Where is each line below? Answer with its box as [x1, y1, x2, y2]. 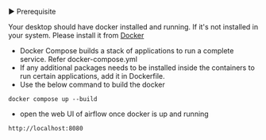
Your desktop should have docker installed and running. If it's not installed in [8, 22, 259, 31]
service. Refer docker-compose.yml [19, 55, 137, 64]
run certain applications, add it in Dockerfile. [19, 72, 165, 80]
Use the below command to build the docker [19, 80, 165, 89]
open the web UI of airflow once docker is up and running [19, 109, 209, 119]
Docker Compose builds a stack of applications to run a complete [19, 46, 234, 55]
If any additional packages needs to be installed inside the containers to [19, 63, 256, 72]
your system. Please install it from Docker [8, 31, 145, 40]
